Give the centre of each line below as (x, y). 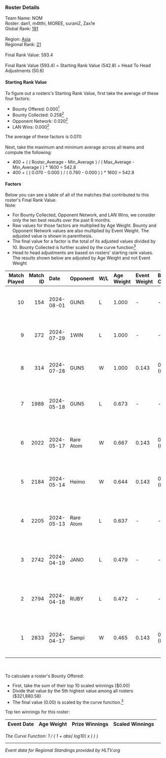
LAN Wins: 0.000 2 (31, 127)
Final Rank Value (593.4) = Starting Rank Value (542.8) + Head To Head (78, 65)
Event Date (21, 724)
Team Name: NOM (24, 18)
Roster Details (22, 7)
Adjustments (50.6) (25, 71)
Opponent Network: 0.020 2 (40, 120)
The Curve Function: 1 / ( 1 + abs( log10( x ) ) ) (52, 736)
